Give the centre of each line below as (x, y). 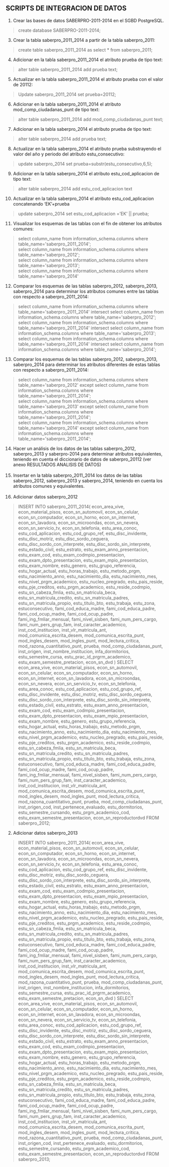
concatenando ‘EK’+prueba (41, 204)
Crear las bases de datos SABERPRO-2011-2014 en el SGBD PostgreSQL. (89, 20)
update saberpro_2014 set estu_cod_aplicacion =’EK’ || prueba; (83, 214)
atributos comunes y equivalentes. (49, 486)
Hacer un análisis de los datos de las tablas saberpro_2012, (74, 448)
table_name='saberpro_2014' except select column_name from (83, 428)
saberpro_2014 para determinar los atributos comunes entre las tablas (86, 291)
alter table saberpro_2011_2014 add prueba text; (68, 69)
